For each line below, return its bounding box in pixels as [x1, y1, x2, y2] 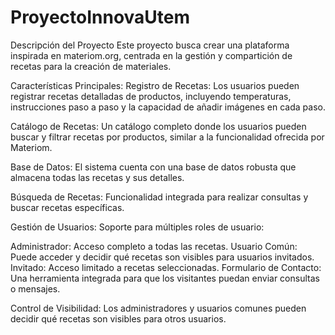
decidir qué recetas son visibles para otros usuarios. [10, 312, 227, 325]
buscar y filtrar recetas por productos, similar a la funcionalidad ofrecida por [10, 131, 325, 143]
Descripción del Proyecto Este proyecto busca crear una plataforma [10, 39, 290, 51]
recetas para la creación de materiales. [10, 60, 172, 72]
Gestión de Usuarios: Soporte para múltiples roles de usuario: [10, 221, 265, 233]
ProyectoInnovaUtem [10, 6, 191, 29]
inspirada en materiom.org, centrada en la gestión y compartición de [10, 49, 293, 61]
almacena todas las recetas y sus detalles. [10, 171, 185, 183]
